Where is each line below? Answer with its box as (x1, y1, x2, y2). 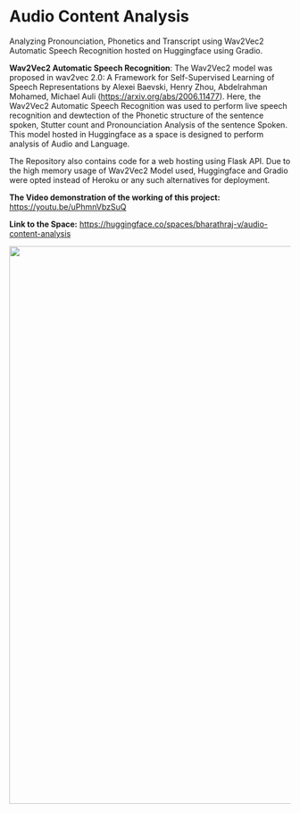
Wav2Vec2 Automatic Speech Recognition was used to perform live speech (9, 100, 287, 111)
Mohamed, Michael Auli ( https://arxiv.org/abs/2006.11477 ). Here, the (9, 91, 262, 102)
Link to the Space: (9, 219, 78, 229)
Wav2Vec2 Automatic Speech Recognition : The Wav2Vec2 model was (9, 62, 273, 73)
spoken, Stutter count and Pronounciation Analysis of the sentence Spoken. (9, 119, 288, 130)
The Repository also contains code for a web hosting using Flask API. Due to (9, 155, 291, 166)
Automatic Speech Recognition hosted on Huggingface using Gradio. (9, 45, 263, 55)
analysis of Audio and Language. (9, 138, 130, 149)
